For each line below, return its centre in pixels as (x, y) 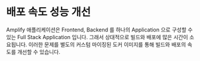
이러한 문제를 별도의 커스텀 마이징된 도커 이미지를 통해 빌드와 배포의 (107, 44)
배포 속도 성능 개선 (48, 12)
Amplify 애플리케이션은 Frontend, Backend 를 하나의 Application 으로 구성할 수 (99, 30)
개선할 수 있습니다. (39, 52)
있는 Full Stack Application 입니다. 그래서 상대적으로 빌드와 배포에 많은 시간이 (97, 37)
